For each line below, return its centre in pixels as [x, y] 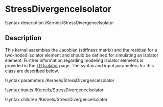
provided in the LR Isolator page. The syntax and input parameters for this [80, 65]
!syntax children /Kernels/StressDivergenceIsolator [56, 99]
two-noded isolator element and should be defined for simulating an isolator [82, 55]
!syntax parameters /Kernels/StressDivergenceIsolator [60, 80]
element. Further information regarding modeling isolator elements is [74, 60]
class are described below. [32, 71]
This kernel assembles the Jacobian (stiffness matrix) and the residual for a [81, 50]
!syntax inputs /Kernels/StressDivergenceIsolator [54, 90]
